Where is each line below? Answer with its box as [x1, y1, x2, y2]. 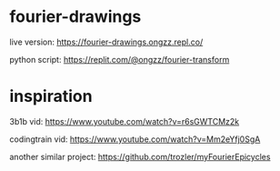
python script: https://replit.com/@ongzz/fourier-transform [9, 54, 230, 65]
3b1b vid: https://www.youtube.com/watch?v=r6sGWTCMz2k [9, 116, 240, 126]
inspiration [9, 86, 93, 106]
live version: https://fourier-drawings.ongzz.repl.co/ [9, 36, 204, 47]
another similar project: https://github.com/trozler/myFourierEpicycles [9, 151, 271, 162]
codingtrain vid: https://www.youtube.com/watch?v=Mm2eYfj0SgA [9, 134, 261, 145]
